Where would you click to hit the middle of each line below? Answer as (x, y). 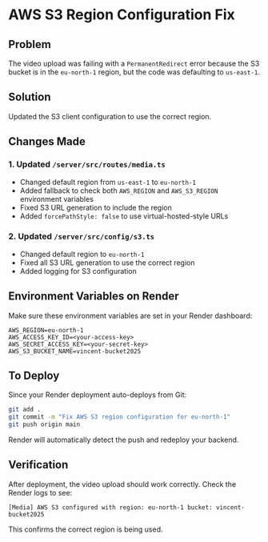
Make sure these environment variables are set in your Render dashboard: (130, 315)
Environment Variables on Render (94, 297)
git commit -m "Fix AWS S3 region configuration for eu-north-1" (119, 417)
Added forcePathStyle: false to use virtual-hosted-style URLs (124, 216)
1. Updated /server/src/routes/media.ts (87, 164)
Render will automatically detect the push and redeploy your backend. (124, 440)
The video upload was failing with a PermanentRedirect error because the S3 (134, 63)
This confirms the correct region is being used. (86, 529)
